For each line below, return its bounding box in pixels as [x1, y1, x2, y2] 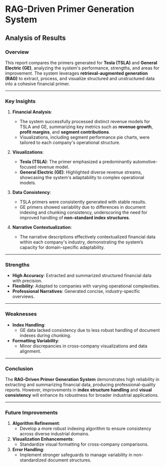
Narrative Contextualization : [12, 224, 72, 231]
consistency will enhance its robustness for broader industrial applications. [5, 392, 159, 398]
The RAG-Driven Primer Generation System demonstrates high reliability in [5, 376, 160, 382]
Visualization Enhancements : [12, 436, 74, 442]
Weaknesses [5, 311, 37, 318]
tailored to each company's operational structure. [19, 140, 121, 145]
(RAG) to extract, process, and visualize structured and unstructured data [5, 75, 155, 81]
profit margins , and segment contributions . [19, 129, 110, 135]
